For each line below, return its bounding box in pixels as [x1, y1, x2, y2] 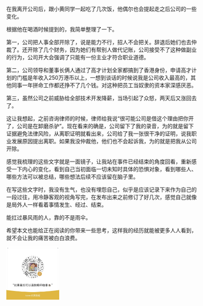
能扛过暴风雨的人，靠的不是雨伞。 [6, 214, 91, 221]
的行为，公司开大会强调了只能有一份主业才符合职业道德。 [6, 54, 149, 60]
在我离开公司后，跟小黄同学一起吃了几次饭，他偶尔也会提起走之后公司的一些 [6, 5, 197, 12]
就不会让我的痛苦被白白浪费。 [6, 235, 80, 241]
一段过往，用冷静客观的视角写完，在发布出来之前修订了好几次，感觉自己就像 [6, 194, 197, 201]
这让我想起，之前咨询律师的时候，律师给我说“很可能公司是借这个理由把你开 [6, 115, 195, 122]
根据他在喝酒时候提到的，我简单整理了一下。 [6, 26, 118, 33]
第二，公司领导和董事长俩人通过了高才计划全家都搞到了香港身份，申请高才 [6, 67, 192, 74]
